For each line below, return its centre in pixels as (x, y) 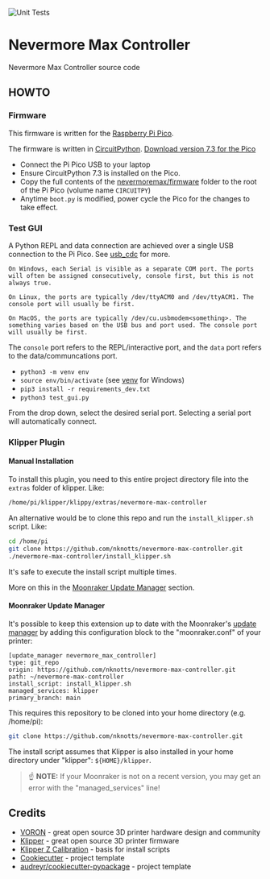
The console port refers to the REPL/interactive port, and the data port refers (135, 347)
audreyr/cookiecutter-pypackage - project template (106, 867)
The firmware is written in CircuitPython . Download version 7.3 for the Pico (132, 148)
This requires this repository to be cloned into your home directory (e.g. (127, 712)
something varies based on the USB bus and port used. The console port (133, 325)
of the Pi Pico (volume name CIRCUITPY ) (85, 190)
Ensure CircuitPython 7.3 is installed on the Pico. (100, 172)
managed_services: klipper (54, 690)
